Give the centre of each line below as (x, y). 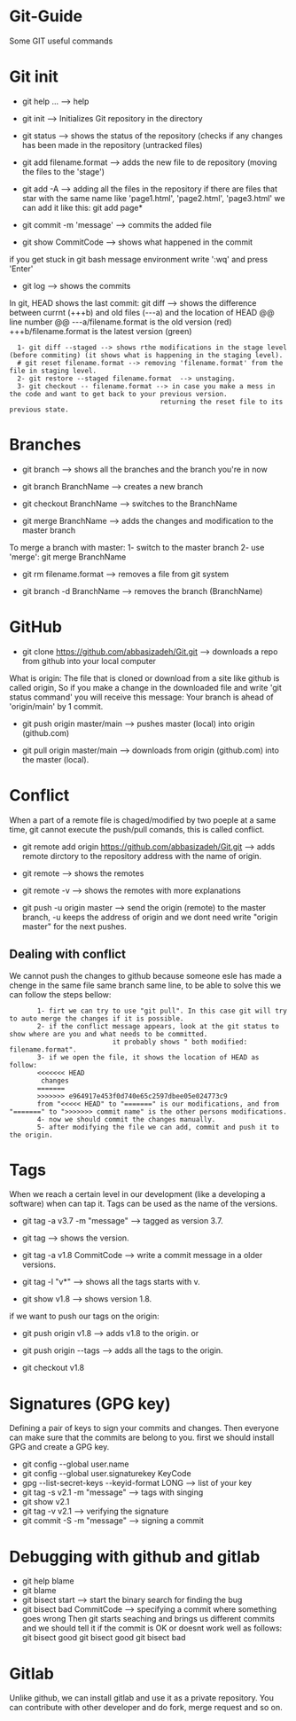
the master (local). (55, 759)
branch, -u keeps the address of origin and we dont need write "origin (150, 917)
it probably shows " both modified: (180, 1042)
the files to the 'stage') (63, 171)
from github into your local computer (89, 661)
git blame (39, 1591)
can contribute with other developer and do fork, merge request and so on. (146, 1708)
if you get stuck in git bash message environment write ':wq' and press (139, 259)
